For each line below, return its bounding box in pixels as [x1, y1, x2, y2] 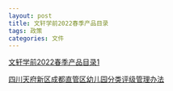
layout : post [8, 11, 53, 20]
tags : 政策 [8, 27, 43, 35]
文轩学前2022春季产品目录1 [8, 57, 100, 67]
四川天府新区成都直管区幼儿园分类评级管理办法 [8, 74, 164, 85]
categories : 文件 [8, 34, 65, 43]
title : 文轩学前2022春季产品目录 [8, 19, 109, 27]
